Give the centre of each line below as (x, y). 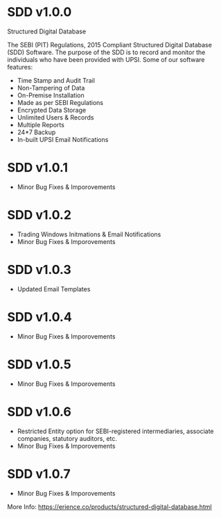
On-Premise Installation (51, 95)
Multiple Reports (41, 124)
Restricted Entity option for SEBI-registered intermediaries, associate (115, 431)
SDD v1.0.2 (39, 215)
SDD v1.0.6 (39, 412)
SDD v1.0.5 (39, 364)
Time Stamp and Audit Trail (56, 80)
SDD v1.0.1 (37, 168)
